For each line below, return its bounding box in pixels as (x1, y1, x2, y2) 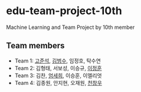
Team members (6, 41, 65, 51)
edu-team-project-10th (6, 4, 123, 18)
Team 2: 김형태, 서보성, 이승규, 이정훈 (14, 64, 102, 71)
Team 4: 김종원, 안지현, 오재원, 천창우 (14, 79, 102, 86)
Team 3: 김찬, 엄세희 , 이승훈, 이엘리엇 (14, 72, 102, 79)
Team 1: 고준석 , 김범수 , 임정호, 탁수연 (14, 57, 101, 64)
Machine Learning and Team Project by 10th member (6, 24, 135, 31)
